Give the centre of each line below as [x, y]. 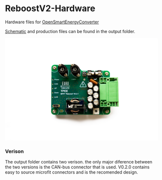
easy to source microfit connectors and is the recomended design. [72, 172]
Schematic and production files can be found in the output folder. [70, 31]
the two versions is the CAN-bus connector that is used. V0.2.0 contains [77, 167]
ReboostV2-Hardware [50, 9]
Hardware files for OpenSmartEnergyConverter [52, 22]
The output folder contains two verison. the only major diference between [79, 162]
